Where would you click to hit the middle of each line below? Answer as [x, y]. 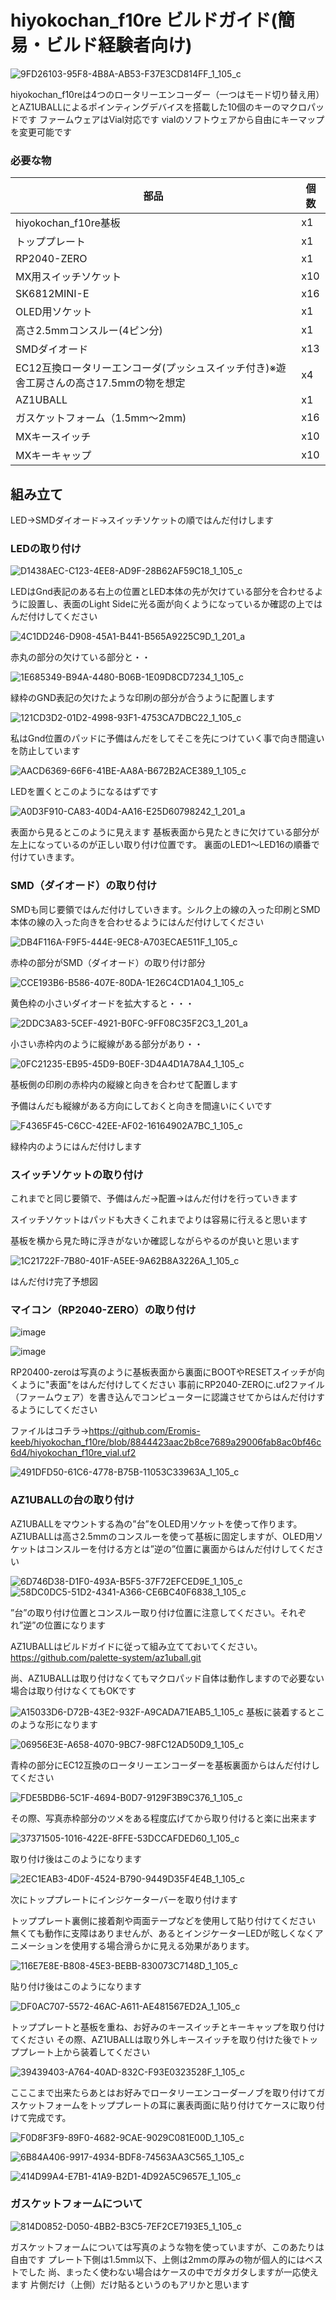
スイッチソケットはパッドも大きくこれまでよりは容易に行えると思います [159, 1219]
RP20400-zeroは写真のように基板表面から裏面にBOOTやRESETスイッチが [163, 1372]
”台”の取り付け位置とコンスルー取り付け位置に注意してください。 [145, 1612]
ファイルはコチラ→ [50, 1431]
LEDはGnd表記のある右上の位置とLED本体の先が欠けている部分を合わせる [162, 592]
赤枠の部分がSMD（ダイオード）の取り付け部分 [108, 962]
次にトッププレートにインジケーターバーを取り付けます [124, 1899]
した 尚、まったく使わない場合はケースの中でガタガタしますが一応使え [173, 2272]
